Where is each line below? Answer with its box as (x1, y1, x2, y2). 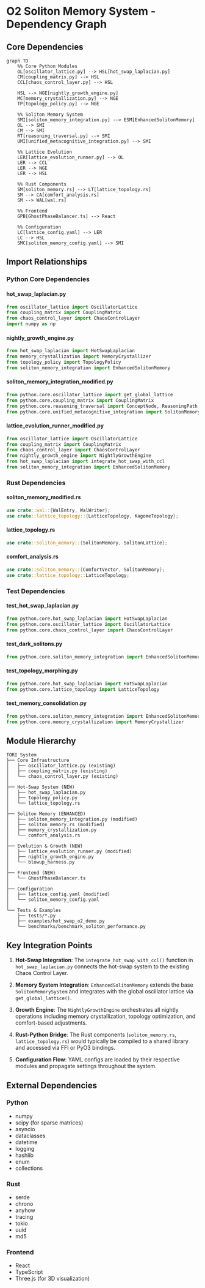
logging (15, 1145, 35, 1152)
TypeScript (15, 1268, 43, 1276)
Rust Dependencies (6, 478, 66, 487)
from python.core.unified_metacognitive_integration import (6, 409, 163, 415)
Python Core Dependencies (6, 275, 90, 284)
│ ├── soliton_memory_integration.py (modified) (6, 816, 138, 823)
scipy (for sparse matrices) (15, 1119, 84, 1126)
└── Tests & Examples (6, 908, 62, 914)
